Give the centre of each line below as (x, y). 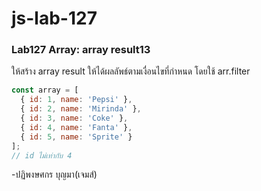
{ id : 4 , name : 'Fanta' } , (76, 127)
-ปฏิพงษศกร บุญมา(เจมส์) (54, 174)
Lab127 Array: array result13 (81, 50)
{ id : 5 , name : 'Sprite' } (76, 137)
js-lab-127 (54, 18)
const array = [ (45, 90)
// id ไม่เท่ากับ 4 (42, 155)
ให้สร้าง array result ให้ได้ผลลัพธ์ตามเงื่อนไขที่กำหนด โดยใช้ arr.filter (131, 71)
